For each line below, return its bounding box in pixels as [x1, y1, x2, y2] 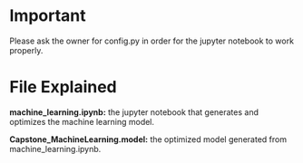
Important [9, 5, 86, 26]
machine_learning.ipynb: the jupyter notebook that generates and [9, 106, 259, 118]
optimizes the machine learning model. [9, 116, 155, 127]
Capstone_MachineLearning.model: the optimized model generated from [9, 133, 288, 145]
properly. [9, 44, 44, 55]
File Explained [9, 77, 118, 98]
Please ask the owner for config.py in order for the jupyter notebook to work [9, 35, 295, 46]
